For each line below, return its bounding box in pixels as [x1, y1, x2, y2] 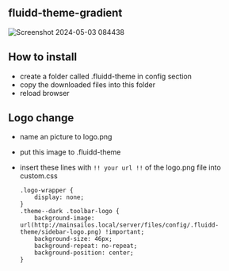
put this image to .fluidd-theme [19, 147, 121, 157]
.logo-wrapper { [19, 186, 74, 195]
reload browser [19, 88, 70, 97]
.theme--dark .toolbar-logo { [19, 208, 120, 216]
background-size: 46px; [34, 235, 113, 243]
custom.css [19, 171, 58, 181]
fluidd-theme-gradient [8, 6, 123, 20]
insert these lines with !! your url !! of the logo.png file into [19, 162, 222, 173]
